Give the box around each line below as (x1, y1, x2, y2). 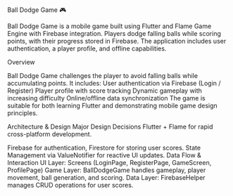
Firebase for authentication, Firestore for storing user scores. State (7, 143, 201, 152)
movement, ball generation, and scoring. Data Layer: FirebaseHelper (7, 174, 206, 181)
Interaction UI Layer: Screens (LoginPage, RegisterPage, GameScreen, (7, 159, 212, 166)
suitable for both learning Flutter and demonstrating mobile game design (7, 101, 218, 110)
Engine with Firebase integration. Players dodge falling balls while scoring (7, 30, 222, 37)
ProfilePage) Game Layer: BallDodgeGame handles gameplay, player (7, 166, 206, 174)
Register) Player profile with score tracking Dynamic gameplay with (7, 86, 203, 95)
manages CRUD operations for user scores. (7, 181, 134, 189)
